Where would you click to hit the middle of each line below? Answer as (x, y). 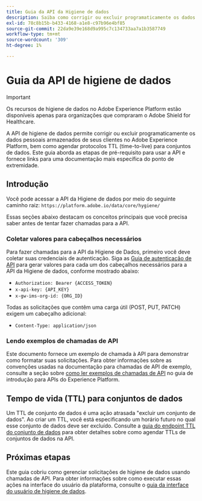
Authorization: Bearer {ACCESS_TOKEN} (64, 283)
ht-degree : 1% (24, 46)
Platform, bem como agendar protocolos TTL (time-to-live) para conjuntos (99, 146)
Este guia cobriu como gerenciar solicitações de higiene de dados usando (98, 472)
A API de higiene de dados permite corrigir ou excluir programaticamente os (101, 133)
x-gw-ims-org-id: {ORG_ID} (49, 296)
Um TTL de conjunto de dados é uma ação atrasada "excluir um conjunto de (101, 413)
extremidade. (23, 165)
